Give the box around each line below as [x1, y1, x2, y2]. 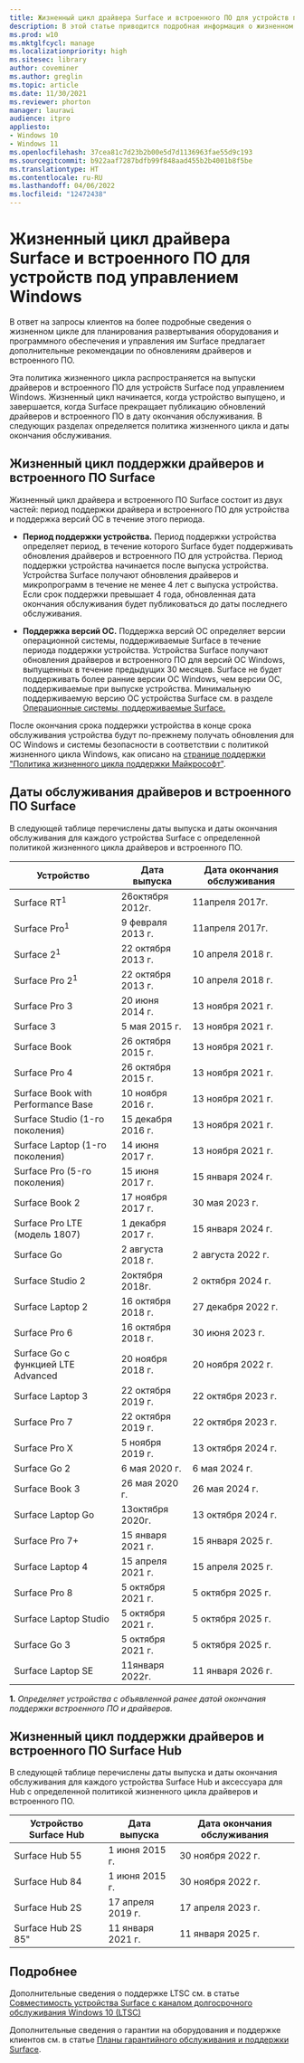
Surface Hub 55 [14, 1850, 82, 1862]
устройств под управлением [9, 268, 239, 288]
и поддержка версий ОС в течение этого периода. [9, 513, 205, 525]
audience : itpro [9, 114, 71, 123]
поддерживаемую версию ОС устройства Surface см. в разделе [22, 693, 273, 704]
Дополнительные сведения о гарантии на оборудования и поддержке [9, 2025, 281, 2036]
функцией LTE [14, 1358, 75, 1370]
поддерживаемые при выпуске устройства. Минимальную [22, 683, 252, 694]
